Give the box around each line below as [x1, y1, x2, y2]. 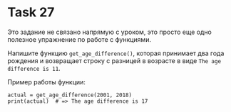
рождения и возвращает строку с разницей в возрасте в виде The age [7, 56, 222, 65]
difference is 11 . [7, 64, 61, 72]
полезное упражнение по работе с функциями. [7, 35, 152, 43]
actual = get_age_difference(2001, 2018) [7, 91, 133, 99]
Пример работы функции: [7, 77, 86, 86]
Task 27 [7, 4, 55, 21]
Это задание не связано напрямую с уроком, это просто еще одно [7, 28, 212, 36]
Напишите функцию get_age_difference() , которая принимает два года [7, 49, 225, 57]
